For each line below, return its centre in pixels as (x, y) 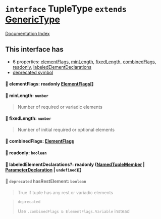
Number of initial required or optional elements (66, 129)
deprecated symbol (33, 72)
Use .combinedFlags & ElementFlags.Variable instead (73, 211)
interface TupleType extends (66, 9)
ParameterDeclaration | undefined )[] (43, 169)
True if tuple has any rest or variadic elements (65, 192)
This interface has (35, 49)
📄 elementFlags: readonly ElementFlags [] (49, 84)
